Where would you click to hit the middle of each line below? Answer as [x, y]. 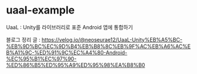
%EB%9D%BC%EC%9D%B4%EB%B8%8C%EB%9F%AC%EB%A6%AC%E [98, 46]
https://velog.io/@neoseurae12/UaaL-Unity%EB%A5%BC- [112, 39]
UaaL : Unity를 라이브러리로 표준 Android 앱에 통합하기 [69, 27]
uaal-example [40, 10]
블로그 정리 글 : [23, 39]
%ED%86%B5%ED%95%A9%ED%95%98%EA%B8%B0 [76, 65]
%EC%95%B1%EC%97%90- [41, 59]
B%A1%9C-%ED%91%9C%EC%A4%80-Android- [67, 52]
